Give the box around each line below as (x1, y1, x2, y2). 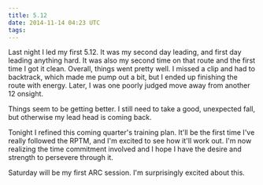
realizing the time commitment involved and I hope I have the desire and (8, 144, 242, 154)
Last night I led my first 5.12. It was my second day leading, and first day (8, 48, 242, 57)
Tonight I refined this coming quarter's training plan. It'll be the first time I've (8, 128, 255, 137)
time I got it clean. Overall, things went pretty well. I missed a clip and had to (8, 64, 256, 74)
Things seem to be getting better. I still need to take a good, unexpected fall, (8, 104, 256, 114)
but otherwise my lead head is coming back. (8, 113, 152, 122)
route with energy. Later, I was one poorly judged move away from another (8, 81, 250, 90)
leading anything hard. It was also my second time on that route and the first (8, 56, 256, 65)
